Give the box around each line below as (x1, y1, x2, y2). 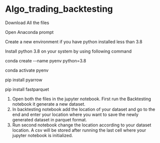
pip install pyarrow (5, 77, 43, 83)
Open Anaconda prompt (5, 29, 54, 35)
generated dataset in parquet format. (12, 116, 87, 122)
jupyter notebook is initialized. (12, 132, 73, 138)
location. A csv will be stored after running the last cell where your (12, 127, 146, 133)
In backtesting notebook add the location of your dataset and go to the (12, 106, 156, 112)
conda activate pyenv (5, 67, 49, 73)
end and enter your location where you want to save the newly (12, 112, 139, 117)
